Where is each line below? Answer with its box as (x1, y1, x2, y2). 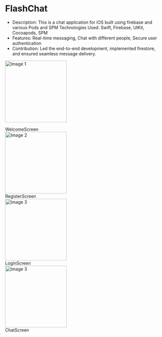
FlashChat (5, 3, 48, 14)
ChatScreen (5, 327, 29, 333)
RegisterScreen (5, 193, 36, 199)
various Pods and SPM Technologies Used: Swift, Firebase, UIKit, (12, 24, 145, 30)
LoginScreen (5, 260, 31, 266)
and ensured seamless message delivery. (12, 50, 97, 57)
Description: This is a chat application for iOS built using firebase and (12, 19, 153, 25)
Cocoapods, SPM (12, 30, 48, 36)
